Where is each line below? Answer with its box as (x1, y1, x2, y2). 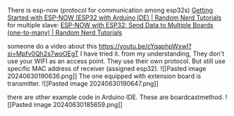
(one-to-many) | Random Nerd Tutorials (7, 28, 123, 37)
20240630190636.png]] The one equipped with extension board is (7, 72, 202, 80)
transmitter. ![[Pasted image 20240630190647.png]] (7, 79, 159, 87)
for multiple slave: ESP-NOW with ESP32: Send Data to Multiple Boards (7, 21, 214, 29)
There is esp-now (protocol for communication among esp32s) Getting (7, 6, 214, 14)
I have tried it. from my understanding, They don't (80, 49, 225, 58)
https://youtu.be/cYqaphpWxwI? (98, 42, 192, 50)
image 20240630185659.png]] (33, 101, 123, 108)
